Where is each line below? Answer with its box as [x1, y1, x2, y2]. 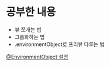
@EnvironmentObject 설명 [6, 53, 68, 60]
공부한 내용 [6, 5, 56, 19]
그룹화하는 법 [14, 33, 45, 40]
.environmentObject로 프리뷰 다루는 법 [14, 41, 105, 48]
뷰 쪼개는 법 [14, 26, 42, 33]
